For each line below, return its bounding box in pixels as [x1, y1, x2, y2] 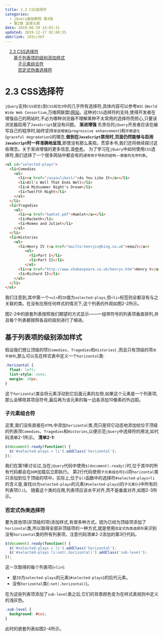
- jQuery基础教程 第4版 [9, 16, 54, 21]
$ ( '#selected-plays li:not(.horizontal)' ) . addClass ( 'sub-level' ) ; [9, 550, 147, 555]
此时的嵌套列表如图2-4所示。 [5, 626, 64, 632]
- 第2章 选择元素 [9, 21, 41, 26]
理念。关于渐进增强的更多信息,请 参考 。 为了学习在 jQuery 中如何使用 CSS [9, 146, 151, 152]
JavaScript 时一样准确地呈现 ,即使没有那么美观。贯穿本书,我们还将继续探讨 [5, 140, 154, 146]
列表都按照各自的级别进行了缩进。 [18, 317, 86, 323]
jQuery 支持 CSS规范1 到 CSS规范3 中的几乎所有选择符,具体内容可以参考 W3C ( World [5, 103, 158, 109]
